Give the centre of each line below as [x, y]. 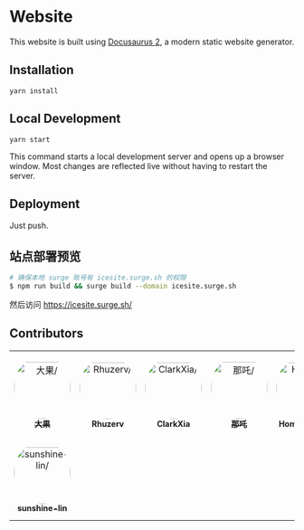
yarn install [34, 91]
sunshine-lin [42, 508]
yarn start [30, 139]
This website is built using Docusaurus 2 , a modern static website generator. [152, 42]
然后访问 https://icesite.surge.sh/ [71, 304]
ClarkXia [174, 424]
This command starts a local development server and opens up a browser [147, 156]
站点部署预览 [45, 256]
